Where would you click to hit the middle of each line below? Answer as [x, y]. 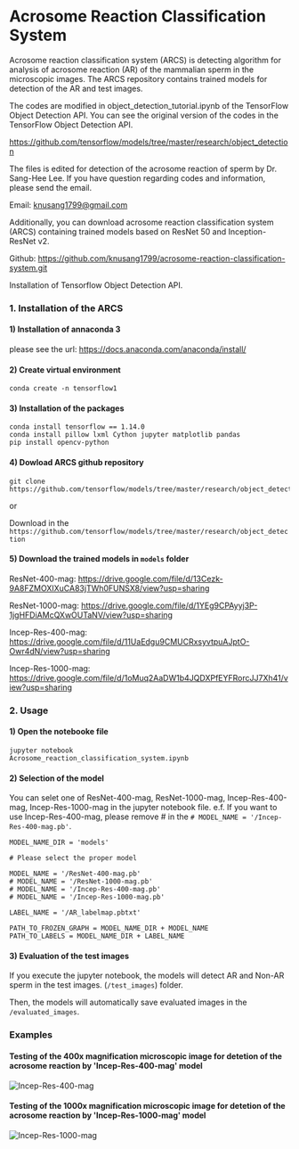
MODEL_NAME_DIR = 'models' [59, 843]
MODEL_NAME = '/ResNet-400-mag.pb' [75, 874]
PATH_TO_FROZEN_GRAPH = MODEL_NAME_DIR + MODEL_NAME [109, 929]
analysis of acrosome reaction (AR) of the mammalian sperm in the [132, 70]
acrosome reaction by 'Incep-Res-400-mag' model [106, 1065]
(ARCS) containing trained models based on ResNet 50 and [118, 231]
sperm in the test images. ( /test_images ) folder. [97, 985]
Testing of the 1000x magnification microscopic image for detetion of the [148, 1106]
